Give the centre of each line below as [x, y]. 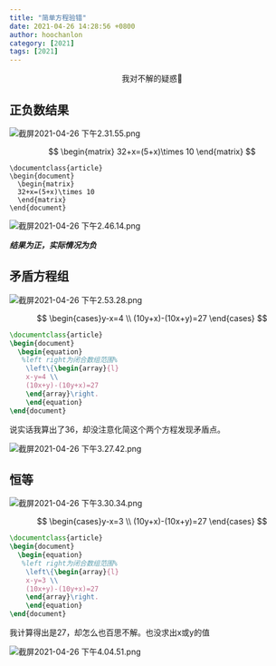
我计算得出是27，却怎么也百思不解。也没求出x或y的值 [109, 632]
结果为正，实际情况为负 [53, 245]
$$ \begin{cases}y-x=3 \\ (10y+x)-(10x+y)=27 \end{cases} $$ [152, 522]
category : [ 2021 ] [42, 43]
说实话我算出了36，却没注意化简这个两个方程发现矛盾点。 [118, 429]
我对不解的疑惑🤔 [152, 79]
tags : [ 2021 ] [34, 52]
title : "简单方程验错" [48, 18]
